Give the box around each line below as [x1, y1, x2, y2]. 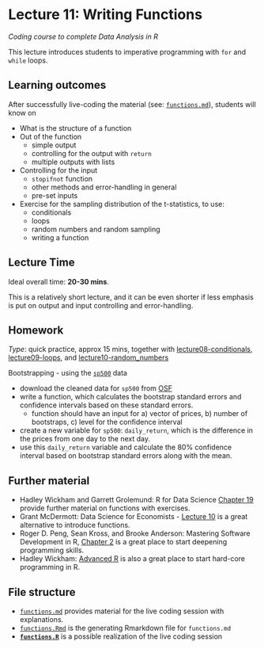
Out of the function [19, 132, 82, 141]
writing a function [31, 232, 89, 242]
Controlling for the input [19, 165, 98, 175]
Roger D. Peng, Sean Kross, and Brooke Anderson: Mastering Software [19, 529, 251, 538]
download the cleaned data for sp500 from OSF [19, 384, 172, 393]
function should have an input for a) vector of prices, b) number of [31, 409, 248, 418]
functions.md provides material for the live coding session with [19, 606, 224, 616]
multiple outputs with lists [31, 157, 115, 166]
